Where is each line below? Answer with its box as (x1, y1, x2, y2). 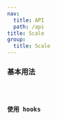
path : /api (13, 23, 45, 30)
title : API (13, 17, 45, 24)
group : (7, 36, 26, 43)
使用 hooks (7, 105, 41, 113)
